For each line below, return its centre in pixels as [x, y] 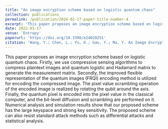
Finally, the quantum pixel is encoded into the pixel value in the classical [79, 94]
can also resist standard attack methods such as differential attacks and [79, 115]
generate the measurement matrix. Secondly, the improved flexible [74, 73]
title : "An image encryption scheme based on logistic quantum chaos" [80, 10]
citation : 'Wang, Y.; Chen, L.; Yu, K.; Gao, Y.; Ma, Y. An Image [76, 43]
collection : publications [32, 15]
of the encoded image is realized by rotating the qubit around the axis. [77, 89]
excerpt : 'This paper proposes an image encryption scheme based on [78, 24]
